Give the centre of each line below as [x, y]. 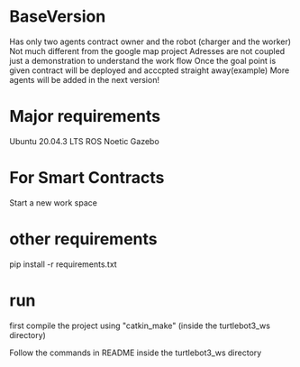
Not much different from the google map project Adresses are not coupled [147, 50]
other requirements [83, 239]
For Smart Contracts [87, 178]
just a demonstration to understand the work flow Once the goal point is [143, 60]
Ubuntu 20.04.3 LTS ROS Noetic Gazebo [84, 141]
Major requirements [85, 117]
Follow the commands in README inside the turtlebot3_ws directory [136, 353]
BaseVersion [58, 17]
